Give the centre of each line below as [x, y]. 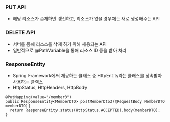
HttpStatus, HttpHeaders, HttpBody [50, 87]
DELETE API [20, 33]
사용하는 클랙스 [28, 82]
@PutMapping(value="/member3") [38, 97]
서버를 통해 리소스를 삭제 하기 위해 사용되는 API [60, 44]
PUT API [16, 7]
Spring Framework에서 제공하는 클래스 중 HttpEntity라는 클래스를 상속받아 [87, 75]
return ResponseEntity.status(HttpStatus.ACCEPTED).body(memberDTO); [85, 110]
